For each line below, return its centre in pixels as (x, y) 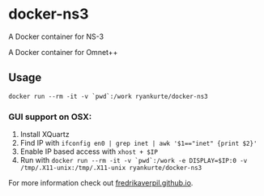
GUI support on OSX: (50, 117)
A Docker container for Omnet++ (63, 52)
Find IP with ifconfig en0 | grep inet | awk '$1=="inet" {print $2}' (138, 143)
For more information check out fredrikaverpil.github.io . (101, 183)
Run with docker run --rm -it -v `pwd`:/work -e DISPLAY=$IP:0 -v (134, 160)
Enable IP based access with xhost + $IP (89, 151)
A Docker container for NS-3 (56, 36)
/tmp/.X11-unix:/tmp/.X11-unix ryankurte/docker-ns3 (111, 168)
